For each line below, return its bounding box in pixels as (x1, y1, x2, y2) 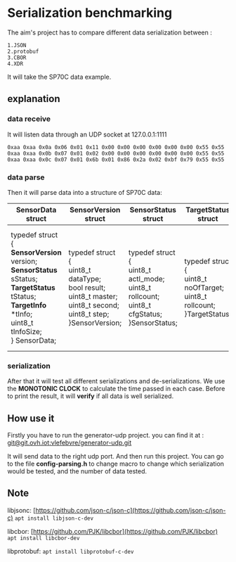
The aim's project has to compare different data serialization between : (7, 28, 212, 37)
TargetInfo (11, 300, 47, 310)
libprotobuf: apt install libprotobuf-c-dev (7, 547, 134, 555)
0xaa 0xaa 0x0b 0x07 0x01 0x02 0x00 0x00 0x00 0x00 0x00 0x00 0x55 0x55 (7, 150, 225, 157)
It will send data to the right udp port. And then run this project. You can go (7, 452, 224, 461)
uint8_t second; (68, 300, 119, 310)
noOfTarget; (184, 283, 225, 293)
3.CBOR (7, 54, 27, 61)
